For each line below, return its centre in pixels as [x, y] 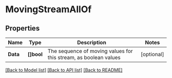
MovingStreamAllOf [49, 9]
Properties [23, 28]
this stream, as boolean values [84, 57]
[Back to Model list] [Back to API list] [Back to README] [64, 70]
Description [92, 43]
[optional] [152, 54]
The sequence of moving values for [90, 51]
